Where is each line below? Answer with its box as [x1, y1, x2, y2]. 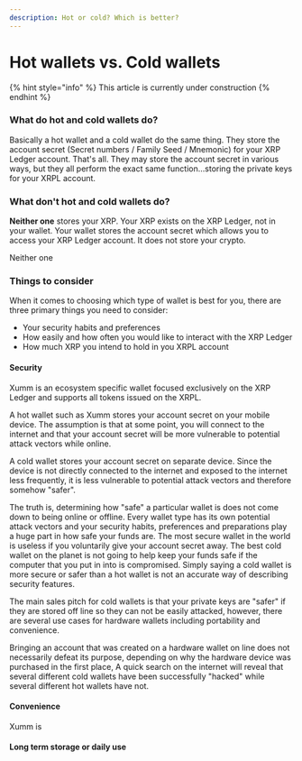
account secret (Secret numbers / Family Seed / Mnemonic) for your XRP [9, 143, 281, 154]
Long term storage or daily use [9, 741, 127, 753]
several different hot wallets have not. [9, 680, 150, 691]
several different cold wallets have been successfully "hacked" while [9, 671, 265, 682]
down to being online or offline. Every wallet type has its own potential [9, 511, 270, 522]
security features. [9, 578, 75, 589]
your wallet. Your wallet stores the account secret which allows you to [9, 225, 269, 236]
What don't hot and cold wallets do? [9, 195, 170, 207]
